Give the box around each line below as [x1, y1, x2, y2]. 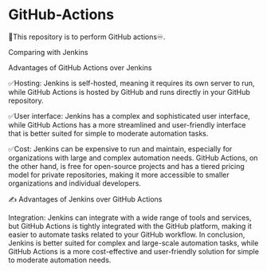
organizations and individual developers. [8, 178, 142, 188]
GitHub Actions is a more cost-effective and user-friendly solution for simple [8, 246, 259, 256]
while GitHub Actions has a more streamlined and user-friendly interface [8, 120, 246, 129]
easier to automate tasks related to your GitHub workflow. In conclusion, [8, 230, 245, 239]
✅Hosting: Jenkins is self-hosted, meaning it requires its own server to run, [8, 78, 255, 88]
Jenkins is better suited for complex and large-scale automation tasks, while [8, 238, 259, 248]
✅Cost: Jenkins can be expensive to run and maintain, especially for [8, 143, 233, 153]
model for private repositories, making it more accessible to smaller [8, 170, 230, 179]
